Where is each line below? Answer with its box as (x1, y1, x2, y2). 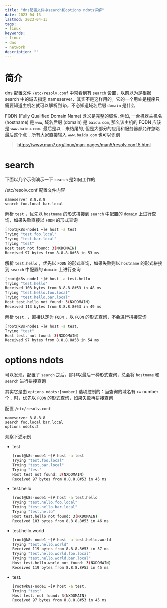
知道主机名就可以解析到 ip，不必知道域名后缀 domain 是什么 (13, 102, 136, 108)
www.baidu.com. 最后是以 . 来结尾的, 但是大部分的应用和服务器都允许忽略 (10, 126, 160, 132)
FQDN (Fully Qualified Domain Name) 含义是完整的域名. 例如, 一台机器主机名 (5, 113, 162, 119)
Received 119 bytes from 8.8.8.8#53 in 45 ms (12, 565, 109, 570)
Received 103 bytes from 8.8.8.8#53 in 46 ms (12, 518, 109, 523)
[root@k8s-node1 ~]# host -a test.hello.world (12, 537, 111, 542)
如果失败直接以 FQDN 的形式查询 (13, 217, 78, 223)
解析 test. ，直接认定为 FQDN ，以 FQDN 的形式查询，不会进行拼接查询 (5, 314, 147, 320)
